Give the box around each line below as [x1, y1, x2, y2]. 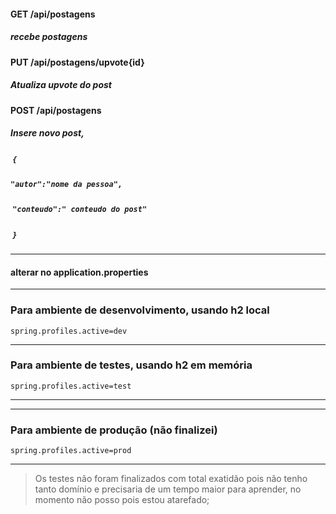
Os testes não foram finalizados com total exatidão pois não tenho [34, 473, 308, 485]
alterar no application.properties [10, 266, 149, 278]
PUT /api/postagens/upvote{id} [10, 56, 145, 68]
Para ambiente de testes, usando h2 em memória [10, 358, 253, 372]
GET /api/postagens [10, 8, 96, 20]
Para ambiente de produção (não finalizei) [10, 423, 218, 437]
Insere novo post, [10, 127, 85, 139]
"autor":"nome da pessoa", [10, 179, 123, 189]
